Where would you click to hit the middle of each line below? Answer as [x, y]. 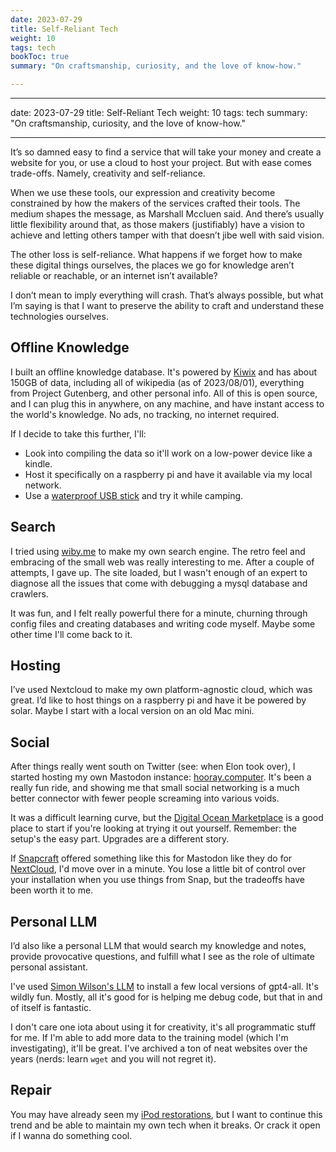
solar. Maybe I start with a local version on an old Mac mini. [132, 711]
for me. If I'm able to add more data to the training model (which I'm [149, 1038]
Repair [31, 1090]
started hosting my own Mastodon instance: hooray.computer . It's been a [161, 777]
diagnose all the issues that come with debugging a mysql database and [159, 583]
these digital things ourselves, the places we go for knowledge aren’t [152, 265]
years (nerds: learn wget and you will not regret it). [113, 1059]
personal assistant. [49, 967]
